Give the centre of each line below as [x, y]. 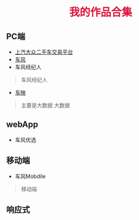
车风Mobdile [30, 176]
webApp [22, 125]
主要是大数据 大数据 [45, 105]
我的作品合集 [100, 13]
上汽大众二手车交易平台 [44, 52]
